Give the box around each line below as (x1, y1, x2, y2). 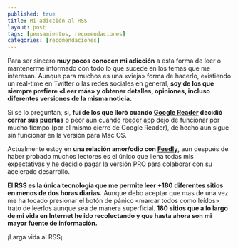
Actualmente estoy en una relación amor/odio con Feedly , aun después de (7, 145, 229, 153)
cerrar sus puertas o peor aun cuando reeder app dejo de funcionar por (7, 115, 220, 125)
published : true (7, 10, 56, 18)
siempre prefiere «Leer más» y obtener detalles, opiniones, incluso (7, 87, 210, 95)
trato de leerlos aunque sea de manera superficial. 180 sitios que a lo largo (7, 204, 228, 212)
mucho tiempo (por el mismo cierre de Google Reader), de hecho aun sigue (7, 123, 229, 132)
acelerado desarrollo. (7, 167, 70, 176)
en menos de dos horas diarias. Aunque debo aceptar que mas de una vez (7, 189, 229, 197)
